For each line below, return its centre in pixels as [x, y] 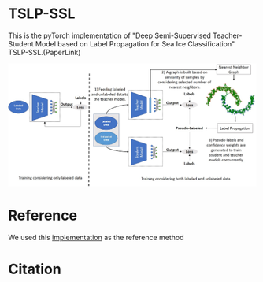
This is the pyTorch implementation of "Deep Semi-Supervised [109, 35]
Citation [35, 269]
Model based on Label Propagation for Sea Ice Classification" [135, 43]
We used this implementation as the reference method [96, 237]
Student [21, 43]
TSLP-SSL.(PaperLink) [44, 52]
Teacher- [227, 35]
